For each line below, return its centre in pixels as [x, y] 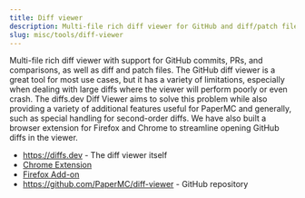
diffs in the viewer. [44, 138]
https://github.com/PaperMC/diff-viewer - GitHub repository [135, 184]
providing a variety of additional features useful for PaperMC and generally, [151, 109]
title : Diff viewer [46, 18]
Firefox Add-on [51, 174]
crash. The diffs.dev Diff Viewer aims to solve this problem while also [138, 99]
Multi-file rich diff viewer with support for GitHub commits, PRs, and [136, 61]
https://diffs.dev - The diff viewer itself [95, 155]
